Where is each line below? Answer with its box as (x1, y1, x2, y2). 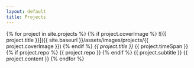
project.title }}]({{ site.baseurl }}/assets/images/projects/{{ (6, 36, 149, 43)
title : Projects (6, 14, 46, 20)
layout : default (6, 8, 46, 15)
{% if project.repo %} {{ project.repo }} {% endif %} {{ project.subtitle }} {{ (6, 49, 188, 56)
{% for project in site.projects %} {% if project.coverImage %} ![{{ (6, 30, 167, 37)
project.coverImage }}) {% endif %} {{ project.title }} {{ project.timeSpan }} (6, 42, 188, 50)
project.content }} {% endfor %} (6, 55, 85, 62)
